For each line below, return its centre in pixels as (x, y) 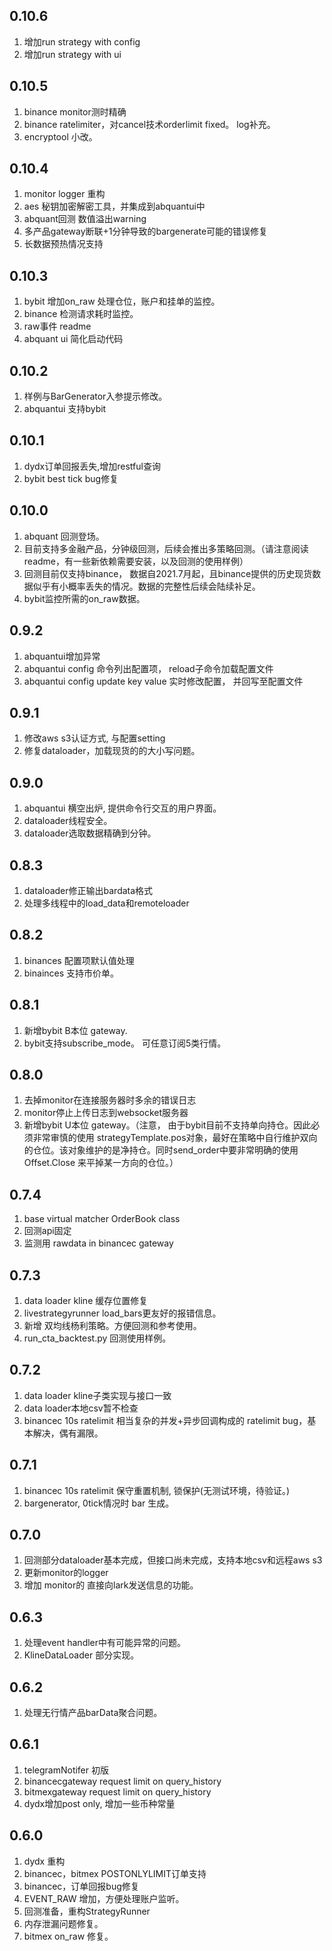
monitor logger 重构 (64, 194)
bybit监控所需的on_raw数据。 (84, 598)
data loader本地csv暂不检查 (81, 1408)
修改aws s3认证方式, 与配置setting (94, 738)
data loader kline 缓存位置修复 (86, 1300)
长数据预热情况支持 (63, 244)
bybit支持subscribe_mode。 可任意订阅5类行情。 (125, 1043)
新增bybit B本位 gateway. (75, 1030)
